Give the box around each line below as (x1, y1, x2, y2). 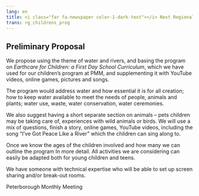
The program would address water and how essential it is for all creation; (6, 87, 184, 94)
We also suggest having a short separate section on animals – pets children (6, 112, 191, 119)
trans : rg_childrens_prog (6, 19, 70, 25)
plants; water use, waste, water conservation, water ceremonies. (6, 100, 164, 107)
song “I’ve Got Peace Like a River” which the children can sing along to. (6, 130, 181, 138)
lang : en (6, 8, 28, 15)
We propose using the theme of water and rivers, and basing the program (6, 57, 186, 64)
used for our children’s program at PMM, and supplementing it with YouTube (6, 70, 192, 77)
